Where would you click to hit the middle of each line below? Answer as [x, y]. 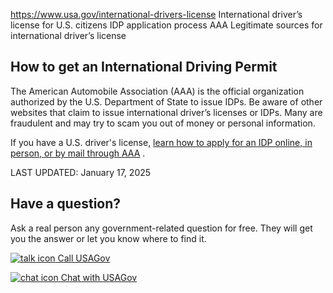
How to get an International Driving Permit [144, 67]
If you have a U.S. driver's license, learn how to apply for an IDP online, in [161, 142]
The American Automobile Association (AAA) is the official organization [157, 91]
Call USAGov [84, 258]
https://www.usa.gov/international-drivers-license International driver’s [156, 14]
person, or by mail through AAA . [78, 153]
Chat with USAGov [99, 277]
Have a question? [66, 204]
